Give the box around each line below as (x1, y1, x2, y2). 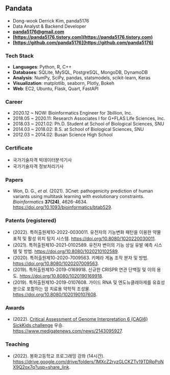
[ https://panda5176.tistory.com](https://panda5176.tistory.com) (12, 34, 153, 40)
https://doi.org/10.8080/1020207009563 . (12, 260, 100, 267)
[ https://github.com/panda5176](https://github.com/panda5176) (12, 39, 154, 46)
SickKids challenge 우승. (12, 322, 64, 328)
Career (5, 98, 23, 105)
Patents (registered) (5, 217, 57, 224)
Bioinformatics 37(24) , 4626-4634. (12, 199, 88, 205)
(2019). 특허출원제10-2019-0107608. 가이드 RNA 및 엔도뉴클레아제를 (12, 279, 152, 285)
